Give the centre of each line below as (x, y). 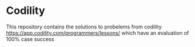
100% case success (30, 39)
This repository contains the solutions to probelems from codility (84, 27)
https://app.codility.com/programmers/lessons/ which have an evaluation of (97, 32)
